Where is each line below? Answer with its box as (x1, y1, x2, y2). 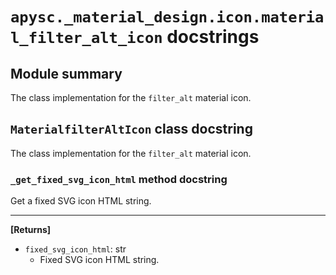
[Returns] (10, 224, 52, 236)
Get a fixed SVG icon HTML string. (10, 195, 152, 207)
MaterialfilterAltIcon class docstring (10, 121, 253, 138)
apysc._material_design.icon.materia (10, 8, 325, 27)
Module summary (10, 65, 123, 82)
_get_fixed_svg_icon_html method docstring (10, 172, 228, 186)
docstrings (166, 26, 260, 48)
